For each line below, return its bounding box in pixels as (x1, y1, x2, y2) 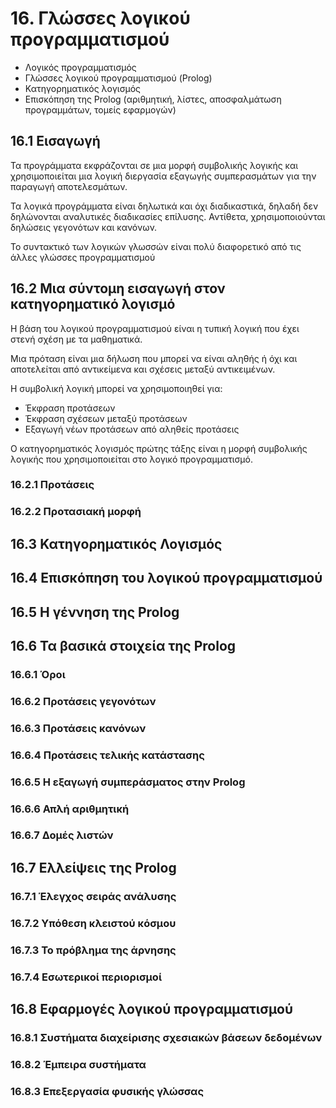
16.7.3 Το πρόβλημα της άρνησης (10, 943, 177, 957)
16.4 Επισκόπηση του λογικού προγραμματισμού (10, 570, 323, 587)
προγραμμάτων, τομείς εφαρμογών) (24, 103, 177, 116)
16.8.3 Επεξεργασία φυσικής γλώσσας (10, 1084, 205, 1098)
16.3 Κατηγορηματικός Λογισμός (10, 535, 223, 552)
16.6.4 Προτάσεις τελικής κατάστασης (10, 748, 205, 762)
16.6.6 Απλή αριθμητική (10, 802, 130, 816)
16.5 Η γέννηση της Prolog (10, 603, 180, 621)
